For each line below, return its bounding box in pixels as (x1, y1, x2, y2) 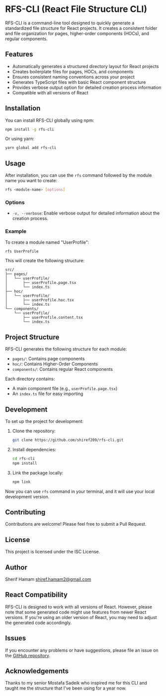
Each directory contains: (5, 376, 55, 382)
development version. (5, 493, 50, 499)
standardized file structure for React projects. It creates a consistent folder (5, 25, 158, 31)
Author (5, 563, 27, 571)
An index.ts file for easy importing (12, 391, 83, 397)
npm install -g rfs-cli (5, 127, 55, 132)
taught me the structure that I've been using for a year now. (5, 685, 126, 691)
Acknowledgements (5, 667, 69, 676)
